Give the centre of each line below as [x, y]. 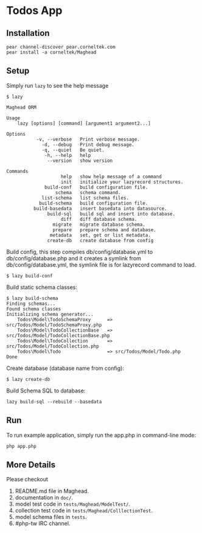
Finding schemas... [31, 304]
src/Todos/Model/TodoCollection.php [53, 346]
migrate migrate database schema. [99, 225]
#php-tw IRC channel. [43, 523]
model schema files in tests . [51, 517]
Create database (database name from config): [65, 368]
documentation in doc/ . [44, 498]
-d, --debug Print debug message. [88, 145]
